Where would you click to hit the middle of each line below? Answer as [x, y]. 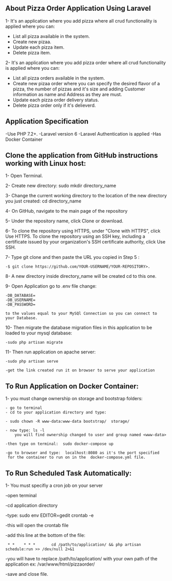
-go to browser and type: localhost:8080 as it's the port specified [82, 453]
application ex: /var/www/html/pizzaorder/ [50, 564]
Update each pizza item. [39, 47]
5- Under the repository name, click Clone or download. [64, 221]
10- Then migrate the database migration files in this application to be [79, 328]
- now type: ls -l [25, 430]
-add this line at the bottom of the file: [45, 535]
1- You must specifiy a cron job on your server [54, 485]
